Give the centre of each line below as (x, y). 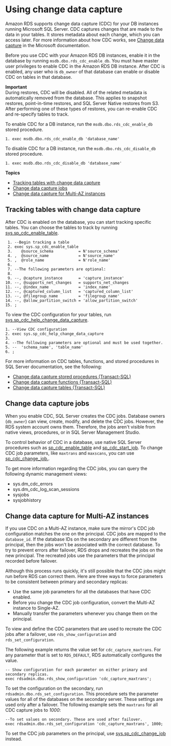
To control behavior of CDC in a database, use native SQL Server (74, 442)
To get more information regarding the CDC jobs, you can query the (76, 468)
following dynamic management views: (46, 474)
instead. (14, 739)
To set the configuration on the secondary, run (54, 688)
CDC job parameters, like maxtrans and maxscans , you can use (70, 453)
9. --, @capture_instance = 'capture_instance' (66, 278)
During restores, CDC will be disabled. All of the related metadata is (76, 92)
